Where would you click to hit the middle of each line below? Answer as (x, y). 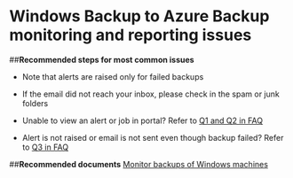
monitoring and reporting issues (131, 35)
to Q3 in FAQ (45, 147)
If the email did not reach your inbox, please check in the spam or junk (150, 94)
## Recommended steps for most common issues (102, 59)
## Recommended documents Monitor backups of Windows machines (139, 164)
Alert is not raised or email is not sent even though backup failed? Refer (153, 137)
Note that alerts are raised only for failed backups (113, 76)
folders (35, 103)
